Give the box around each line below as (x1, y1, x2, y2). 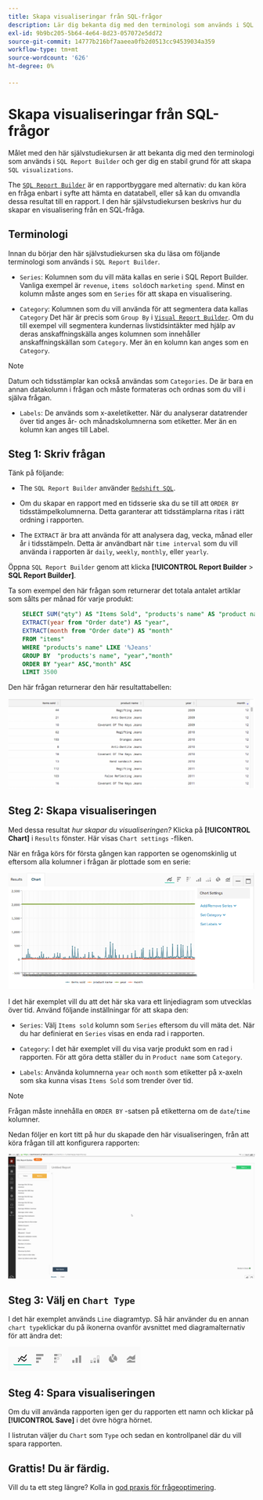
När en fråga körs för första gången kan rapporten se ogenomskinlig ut (8, 849, 237, 858)
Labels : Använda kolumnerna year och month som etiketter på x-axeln (19, 1068, 243, 1077)
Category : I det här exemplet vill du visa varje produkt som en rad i (19, 1044, 232, 1053)
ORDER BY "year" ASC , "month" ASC (22, 660, 131, 668)
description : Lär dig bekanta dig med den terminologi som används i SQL (8, 20, 254, 29)
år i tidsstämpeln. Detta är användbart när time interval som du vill (19, 538, 239, 549)
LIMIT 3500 (22, 668, 58, 677)
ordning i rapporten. (19, 515, 85, 525)
